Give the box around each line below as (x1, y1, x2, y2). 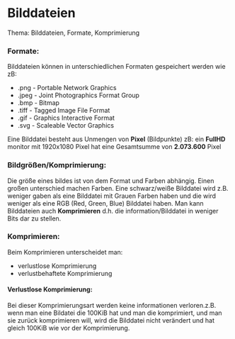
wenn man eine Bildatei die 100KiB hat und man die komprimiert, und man (7, 309, 222, 317)
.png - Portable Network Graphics (17, 84, 117, 92)
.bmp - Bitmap (17, 99, 60, 107)
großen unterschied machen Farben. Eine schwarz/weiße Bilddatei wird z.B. (7, 184, 229, 192)
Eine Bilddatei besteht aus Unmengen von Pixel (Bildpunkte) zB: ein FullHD (7, 135, 226, 143)
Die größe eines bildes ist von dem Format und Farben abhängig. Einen (7, 176, 214, 185)
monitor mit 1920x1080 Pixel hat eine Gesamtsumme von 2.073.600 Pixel (7, 143, 222, 151)
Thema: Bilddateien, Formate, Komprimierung (7, 28, 140, 37)
